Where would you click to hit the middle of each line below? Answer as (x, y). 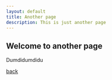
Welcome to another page (54, 46)
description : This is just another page (56, 22)
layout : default (26, 11)
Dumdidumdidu (25, 60)
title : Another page (31, 17)
